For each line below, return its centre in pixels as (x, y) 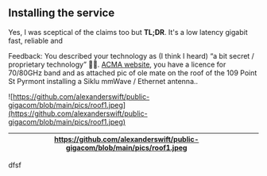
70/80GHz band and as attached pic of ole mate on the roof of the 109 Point (133, 73)
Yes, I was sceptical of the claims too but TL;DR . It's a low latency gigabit (128, 32)
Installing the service (62, 13)
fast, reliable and (36, 40)
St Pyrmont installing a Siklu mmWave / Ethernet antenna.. (103, 81)
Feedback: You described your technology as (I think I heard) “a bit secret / (131, 55)
